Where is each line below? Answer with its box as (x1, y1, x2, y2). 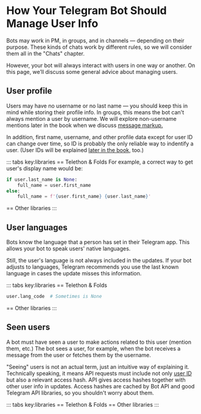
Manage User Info (6, 16, 99, 31)
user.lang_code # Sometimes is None (6, 294, 102, 300)
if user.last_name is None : (6, 176, 78, 183)
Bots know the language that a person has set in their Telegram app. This (6, 239, 190, 246)
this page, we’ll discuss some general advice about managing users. (6, 68, 178, 75)
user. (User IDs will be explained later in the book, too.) (6, 146, 144, 153)
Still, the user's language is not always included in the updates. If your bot (6, 257, 192, 264)
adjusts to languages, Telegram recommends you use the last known (6, 263, 179, 271)
